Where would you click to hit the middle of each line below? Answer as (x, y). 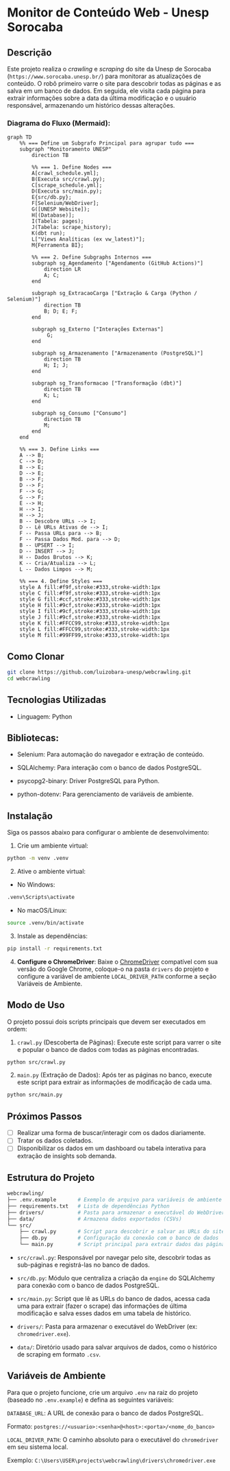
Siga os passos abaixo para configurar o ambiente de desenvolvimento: (108, 833)
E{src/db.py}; (52, 198)
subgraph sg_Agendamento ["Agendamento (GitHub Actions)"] (118, 263)
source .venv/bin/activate (46, 923)
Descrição (29, 52)
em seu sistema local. (38, 1447)
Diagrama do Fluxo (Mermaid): (59, 123)
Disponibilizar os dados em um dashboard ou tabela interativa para (112, 1148)
